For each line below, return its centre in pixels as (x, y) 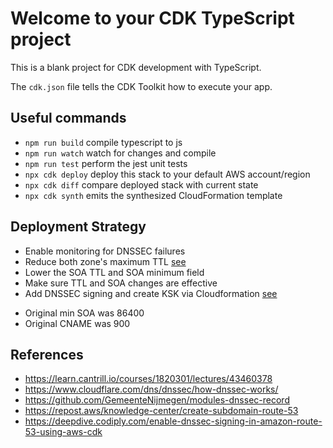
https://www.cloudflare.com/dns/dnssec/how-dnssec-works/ (151, 389)
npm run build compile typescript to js (103, 142)
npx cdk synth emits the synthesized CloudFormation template (153, 195)
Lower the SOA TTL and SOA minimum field (114, 272)
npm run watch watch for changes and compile (120, 153)
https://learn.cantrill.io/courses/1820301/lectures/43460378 (148, 379)
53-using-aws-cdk (63, 432)
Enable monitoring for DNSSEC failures (105, 251)
